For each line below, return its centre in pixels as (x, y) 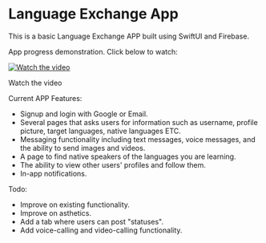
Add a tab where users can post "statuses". (92, 221)
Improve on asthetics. (56, 213)
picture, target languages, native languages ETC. (101, 131)
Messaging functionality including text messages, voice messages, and (138, 139)
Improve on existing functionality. (75, 205)
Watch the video (35, 83)
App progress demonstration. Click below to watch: (93, 51)
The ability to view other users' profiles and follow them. (113, 164)
